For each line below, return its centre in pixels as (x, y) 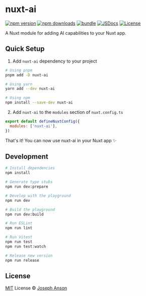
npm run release (22, 260)
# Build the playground (30, 210)
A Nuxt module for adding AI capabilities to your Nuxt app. (66, 33)
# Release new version (29, 256)
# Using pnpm (19, 70)
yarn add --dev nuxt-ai (30, 89)
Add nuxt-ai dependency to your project (55, 61)
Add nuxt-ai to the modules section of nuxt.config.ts (68, 112)
